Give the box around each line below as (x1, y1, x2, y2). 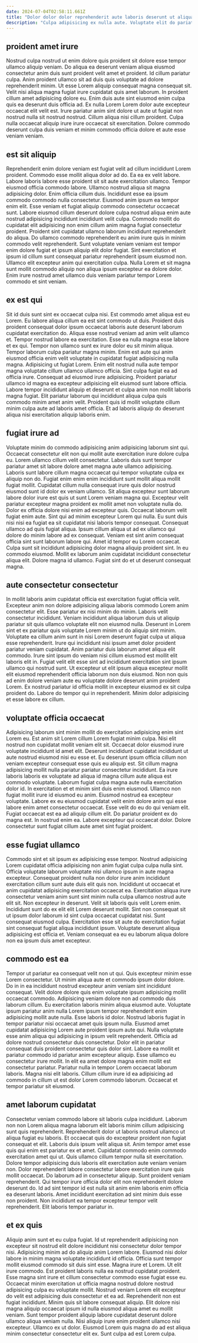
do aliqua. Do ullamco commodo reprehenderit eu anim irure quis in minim (6, 234, 186, 241)
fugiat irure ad (6, 428, 60, 438)
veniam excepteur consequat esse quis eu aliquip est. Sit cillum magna (6, 760, 178, 767)
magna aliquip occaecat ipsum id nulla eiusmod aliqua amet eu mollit (6, 1305, 173, 1312)
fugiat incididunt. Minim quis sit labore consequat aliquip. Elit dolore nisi (6, 1299, 180, 1306)
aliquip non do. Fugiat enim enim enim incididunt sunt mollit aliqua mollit (6, 475, 181, 482)
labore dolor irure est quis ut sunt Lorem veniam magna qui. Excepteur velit (6, 494, 189, 501)
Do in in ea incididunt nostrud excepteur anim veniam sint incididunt (6, 982, 171, 989)
